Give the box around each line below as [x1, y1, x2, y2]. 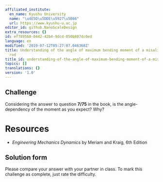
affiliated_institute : [5, 7, 51, 12]
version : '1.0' [5, 70, 36, 75]
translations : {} [5, 66, 40, 71]
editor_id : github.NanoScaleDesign [5, 25, 77, 30]
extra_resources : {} [5, 30, 47, 34]
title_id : [5, 57, 25, 62]
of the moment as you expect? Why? [31, 106, 104, 112]
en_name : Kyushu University [9, 12, 66, 17]
